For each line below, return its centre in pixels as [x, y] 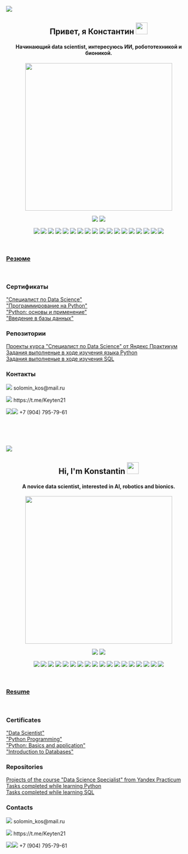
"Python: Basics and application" [46, 745]
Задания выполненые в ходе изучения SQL [60, 359]
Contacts [20, 807]
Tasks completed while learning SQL [50, 792]
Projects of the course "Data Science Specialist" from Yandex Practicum [93, 780]
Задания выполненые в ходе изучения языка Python [72, 353]
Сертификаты [27, 286]
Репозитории [26, 333]
